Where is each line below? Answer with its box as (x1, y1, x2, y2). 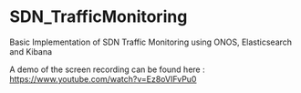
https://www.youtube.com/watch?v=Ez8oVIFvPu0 (9, 73, 197, 84)
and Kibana (9, 46, 53, 57)
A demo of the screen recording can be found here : (9, 64, 205, 75)
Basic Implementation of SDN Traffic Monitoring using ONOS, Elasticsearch (9, 36, 293, 47)
